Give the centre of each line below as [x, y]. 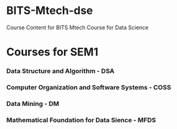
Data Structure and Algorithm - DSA [60, 71]
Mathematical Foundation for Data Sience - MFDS [81, 120]
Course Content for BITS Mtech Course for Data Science [78, 27]
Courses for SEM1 [52, 52]
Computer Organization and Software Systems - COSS [89, 87]
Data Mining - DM [33, 103]
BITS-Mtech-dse [50, 11]
